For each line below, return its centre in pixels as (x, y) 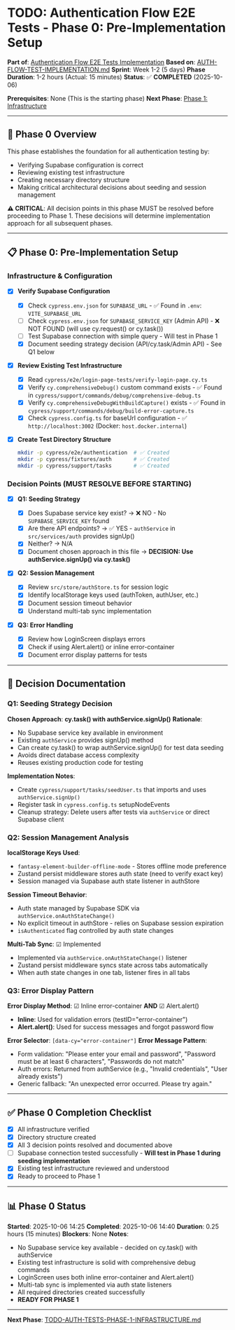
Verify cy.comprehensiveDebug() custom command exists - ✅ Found (125, 387)
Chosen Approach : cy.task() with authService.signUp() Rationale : (105, 719)
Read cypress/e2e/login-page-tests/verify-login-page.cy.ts (117, 379)
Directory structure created (57, 1137)
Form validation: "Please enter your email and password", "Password (116, 1054)
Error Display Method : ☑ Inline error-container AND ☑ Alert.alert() (103, 1006)
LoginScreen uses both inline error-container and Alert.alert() (106, 1277)
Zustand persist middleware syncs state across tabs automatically (113, 965)
